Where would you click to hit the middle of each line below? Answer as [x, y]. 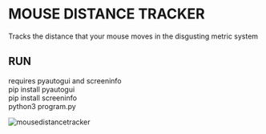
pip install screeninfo [43, 98]
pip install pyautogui [42, 89]
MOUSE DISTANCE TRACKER [107, 14]
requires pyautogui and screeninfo [65, 80]
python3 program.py [42, 106]
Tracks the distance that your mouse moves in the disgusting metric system [133, 36]
